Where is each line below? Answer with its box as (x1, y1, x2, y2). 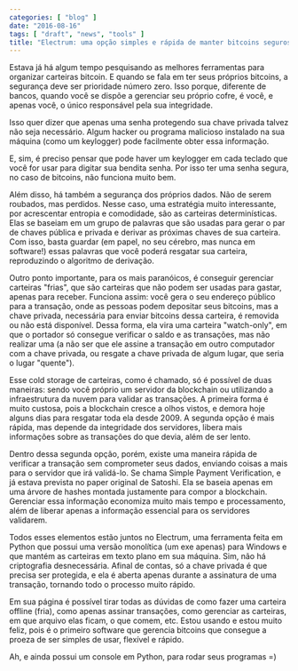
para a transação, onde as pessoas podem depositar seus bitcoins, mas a (9, 301, 279, 312)
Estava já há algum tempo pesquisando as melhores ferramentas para (9, 62, 264, 73)
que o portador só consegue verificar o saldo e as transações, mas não (9, 330, 271, 340)
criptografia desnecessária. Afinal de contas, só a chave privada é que (9, 561, 268, 571)
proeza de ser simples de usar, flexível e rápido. (9, 635, 184, 645)
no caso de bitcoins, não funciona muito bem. (9, 172, 176, 183)
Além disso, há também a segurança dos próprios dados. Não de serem (9, 189, 272, 200)
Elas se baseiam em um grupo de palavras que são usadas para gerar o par (9, 218, 286, 228)
